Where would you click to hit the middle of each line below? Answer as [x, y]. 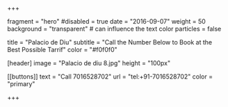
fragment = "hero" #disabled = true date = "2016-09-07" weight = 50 [107, 21]
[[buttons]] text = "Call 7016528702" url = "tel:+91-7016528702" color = [110, 76]
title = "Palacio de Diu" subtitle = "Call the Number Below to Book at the [110, 42]
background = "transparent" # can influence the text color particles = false [114, 29]
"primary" [21, 84]
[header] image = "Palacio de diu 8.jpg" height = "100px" [89, 63]
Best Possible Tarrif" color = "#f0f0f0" [63, 50]
